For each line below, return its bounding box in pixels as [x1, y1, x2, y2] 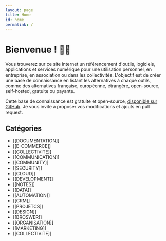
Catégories [5, 124, 42, 133]
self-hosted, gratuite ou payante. [5, 88, 75, 95]
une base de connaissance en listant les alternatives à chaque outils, [5, 78, 151, 84]
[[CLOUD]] [12, 171, 36, 176]
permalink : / [5, 22, 33, 27]
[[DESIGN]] [12, 209, 37, 215]
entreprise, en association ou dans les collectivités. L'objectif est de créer [5, 72, 161, 78]
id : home [5, 17, 24, 22]
